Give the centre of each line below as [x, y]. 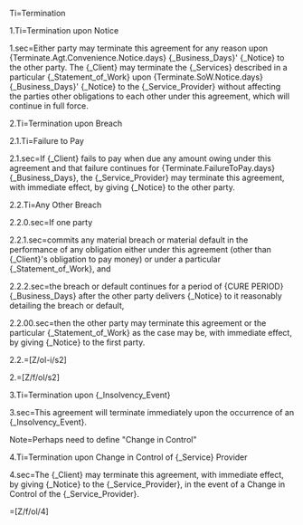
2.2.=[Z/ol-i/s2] [38, 360]
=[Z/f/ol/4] [29, 511]
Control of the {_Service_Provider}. [75, 494]
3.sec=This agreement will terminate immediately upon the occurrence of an [152, 412]
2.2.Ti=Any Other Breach [56, 205]
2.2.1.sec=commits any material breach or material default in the [129, 240]
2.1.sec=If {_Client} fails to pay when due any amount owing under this [140, 158]
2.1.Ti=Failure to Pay [47, 141]
